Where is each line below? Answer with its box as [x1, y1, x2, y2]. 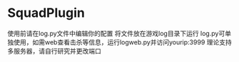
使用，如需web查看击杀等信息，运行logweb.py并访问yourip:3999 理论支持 [13, 37, 232, 46]
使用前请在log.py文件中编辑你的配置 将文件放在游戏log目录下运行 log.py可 [7, 29, 225, 37]
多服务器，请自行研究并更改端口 [7, 46, 101, 55]
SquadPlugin [7, 5, 86, 21]
